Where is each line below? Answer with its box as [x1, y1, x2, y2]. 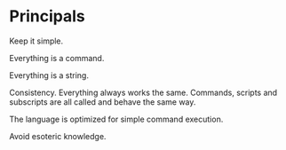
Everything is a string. [9, 69, 89, 81]
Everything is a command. [9, 52, 105, 63]
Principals [9, 6, 86, 27]
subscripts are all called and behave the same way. [9, 96, 196, 107]
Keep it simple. [9, 36, 64, 46]
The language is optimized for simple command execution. [9, 114, 224, 124]
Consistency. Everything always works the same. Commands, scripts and [9, 87, 278, 98]
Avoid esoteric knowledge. [9, 130, 107, 141]
